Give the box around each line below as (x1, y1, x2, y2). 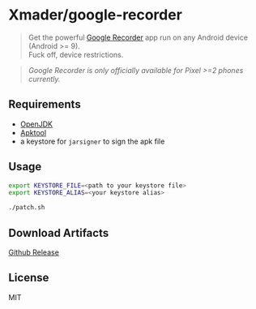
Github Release (8, 247, 59, 257)
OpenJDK (19, 119, 53, 129)
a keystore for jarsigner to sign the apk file (19, 136, 165, 146)
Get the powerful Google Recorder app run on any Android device (28, 32, 249, 42)
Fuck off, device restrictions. (28, 49, 124, 59)
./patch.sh (8, 204, 45, 212)
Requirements (8, 97, 81, 111)
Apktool (19, 127, 47, 137)
